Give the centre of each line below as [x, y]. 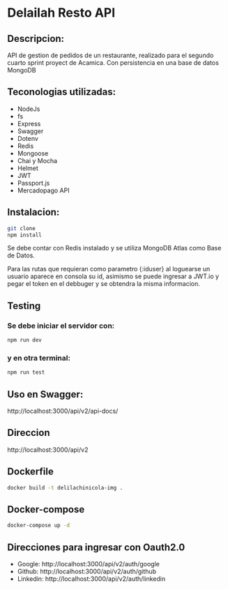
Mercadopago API [43, 190]
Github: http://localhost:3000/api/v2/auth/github [87, 571]
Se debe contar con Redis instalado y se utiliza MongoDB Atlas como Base [114, 248]
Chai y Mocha [37, 160]
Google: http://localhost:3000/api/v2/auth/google [89, 563]
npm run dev [24, 340]
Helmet [28, 168]
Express [29, 123]
